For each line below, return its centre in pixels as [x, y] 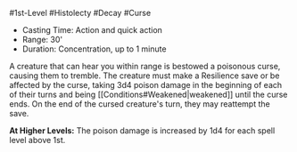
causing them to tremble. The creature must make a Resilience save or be [144, 76]
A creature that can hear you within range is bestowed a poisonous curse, [145, 66]
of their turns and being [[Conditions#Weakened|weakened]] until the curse [148, 94]
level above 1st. [37, 140]
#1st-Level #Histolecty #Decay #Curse [80, 13]
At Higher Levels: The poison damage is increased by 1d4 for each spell [142, 131]
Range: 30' [42, 40]
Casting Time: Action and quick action [92, 30]
